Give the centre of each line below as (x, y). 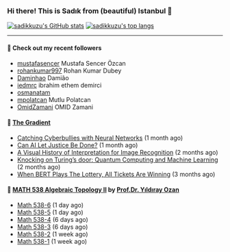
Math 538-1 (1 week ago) (52, 241)
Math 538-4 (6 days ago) (53, 219)
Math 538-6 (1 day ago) (50, 205)
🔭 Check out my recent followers (54, 48)
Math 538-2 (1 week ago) (52, 234)
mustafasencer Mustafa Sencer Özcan (72, 63)
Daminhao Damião (43, 77)
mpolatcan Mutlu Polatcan (54, 99)
